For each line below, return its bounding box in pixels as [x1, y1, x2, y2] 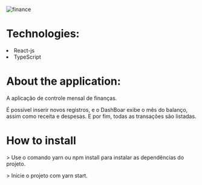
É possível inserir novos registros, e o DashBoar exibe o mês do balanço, [6, 106, 188, 113]
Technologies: [6, 27, 80, 41]
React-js [14, 47, 35, 54]
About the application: [6, 74, 121, 88]
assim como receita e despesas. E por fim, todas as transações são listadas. [6, 112, 197, 120]
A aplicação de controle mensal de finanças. [6, 94, 117, 102]
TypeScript [14, 53, 41, 60]
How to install [6, 134, 77, 148]
